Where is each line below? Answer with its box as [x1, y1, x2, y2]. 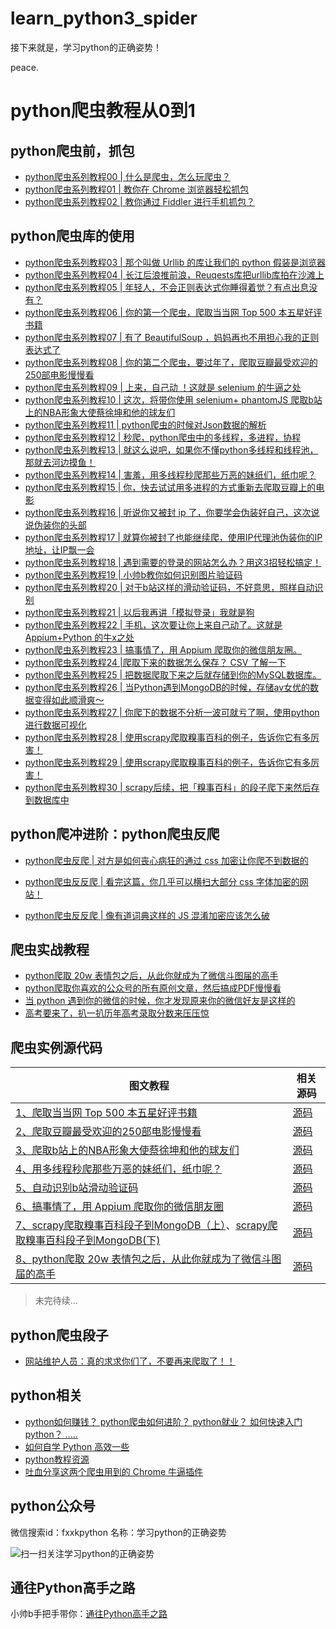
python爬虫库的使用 [10, 228, 135, 245]
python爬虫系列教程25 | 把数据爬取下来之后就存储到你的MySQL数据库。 [24, 668, 322, 681]
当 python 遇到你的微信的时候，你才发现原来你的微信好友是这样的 [24, 995, 296, 1007]
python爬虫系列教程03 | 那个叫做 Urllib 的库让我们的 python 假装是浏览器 [24, 256, 326, 268]
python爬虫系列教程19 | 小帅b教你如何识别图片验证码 [24, 568, 243, 581]
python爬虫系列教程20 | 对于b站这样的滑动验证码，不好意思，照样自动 [24, 581, 315, 593]
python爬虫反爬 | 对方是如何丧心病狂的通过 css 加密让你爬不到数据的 [24, 854, 309, 866]
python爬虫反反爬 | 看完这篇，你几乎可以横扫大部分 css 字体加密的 [24, 875, 300, 887]
